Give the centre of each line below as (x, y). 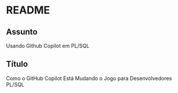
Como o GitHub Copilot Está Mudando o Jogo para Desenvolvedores (89, 78)
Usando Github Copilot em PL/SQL (48, 46)
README (28, 10)
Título (17, 64)
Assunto (22, 32)
